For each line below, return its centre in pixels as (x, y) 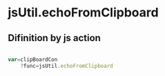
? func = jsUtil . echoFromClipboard (67, 66)
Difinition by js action (54, 38)
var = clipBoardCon (33, 60)
